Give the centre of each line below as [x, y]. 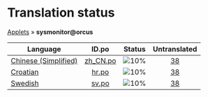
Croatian [25, 72]
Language [44, 48]
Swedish [25, 83]
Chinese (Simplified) [44, 60]
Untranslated [175, 48]
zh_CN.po [101, 60]
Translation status [61, 13]
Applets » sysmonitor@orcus [50, 32]
